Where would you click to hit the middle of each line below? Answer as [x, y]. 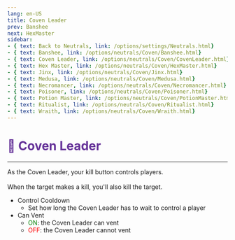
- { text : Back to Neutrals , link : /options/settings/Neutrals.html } [111, 46]
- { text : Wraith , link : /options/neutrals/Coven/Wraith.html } [101, 111]
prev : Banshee [28, 27]
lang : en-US [24, 14]
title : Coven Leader [37, 20]
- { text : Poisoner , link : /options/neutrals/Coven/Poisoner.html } [108, 92]
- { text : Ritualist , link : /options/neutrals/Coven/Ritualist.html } [111, 105]
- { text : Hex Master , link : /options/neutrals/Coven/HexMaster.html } [112, 66]
